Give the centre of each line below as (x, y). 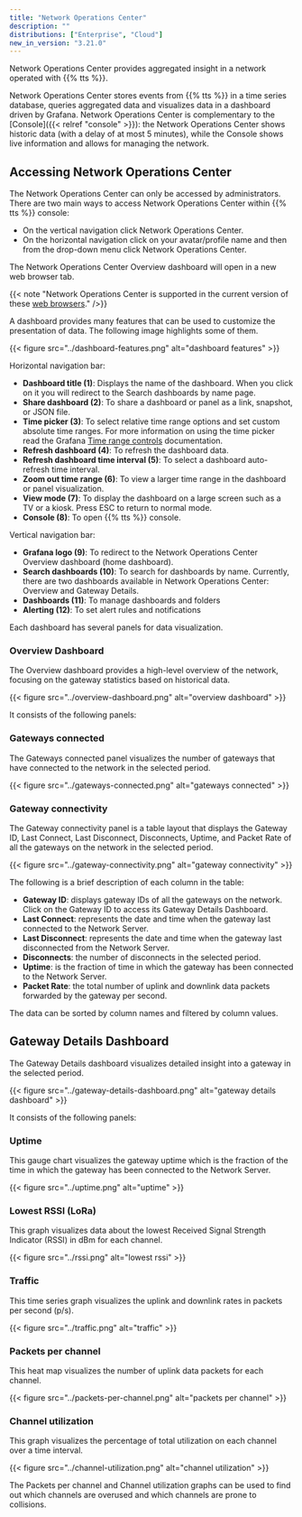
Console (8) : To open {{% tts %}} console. (102, 518)
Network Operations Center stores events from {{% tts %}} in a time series (148, 96)
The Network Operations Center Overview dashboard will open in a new (143, 267)
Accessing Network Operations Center (121, 172)
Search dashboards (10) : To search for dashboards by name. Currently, (156, 572)
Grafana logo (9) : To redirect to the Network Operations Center (140, 552)
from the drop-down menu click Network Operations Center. (134, 250)
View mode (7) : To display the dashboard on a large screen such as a (151, 498)
